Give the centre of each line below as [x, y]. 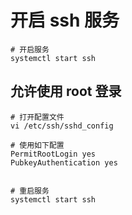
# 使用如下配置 [37, 145]
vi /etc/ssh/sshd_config [62, 126]
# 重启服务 [30, 191]
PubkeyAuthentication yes [64, 162]
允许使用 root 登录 [66, 91]
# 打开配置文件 [37, 117]
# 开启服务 [30, 49]
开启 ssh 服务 [65, 20]
